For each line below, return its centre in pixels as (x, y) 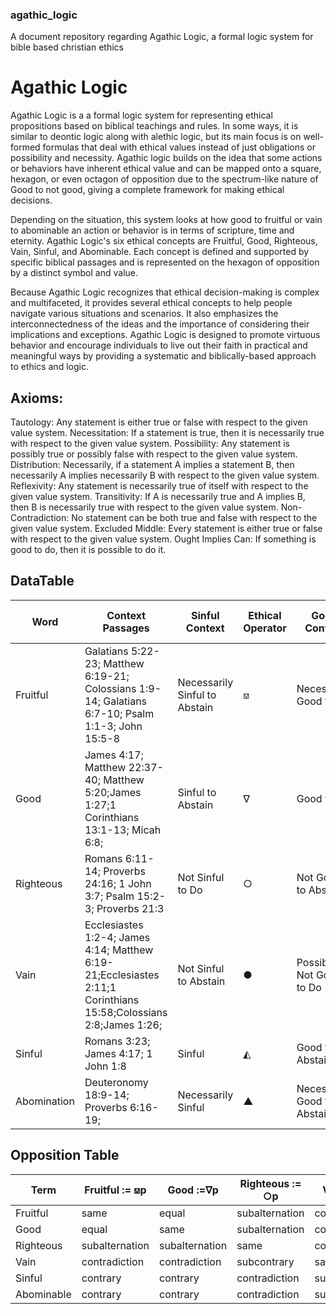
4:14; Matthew (119, 950)
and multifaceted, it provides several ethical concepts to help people (151, 303)
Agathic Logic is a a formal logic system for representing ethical (141, 115)
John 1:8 (105, 1066)
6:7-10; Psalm (119, 713)
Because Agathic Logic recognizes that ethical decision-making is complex (165, 292)
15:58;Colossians (126, 1012)
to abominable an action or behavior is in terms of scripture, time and (152, 230)
